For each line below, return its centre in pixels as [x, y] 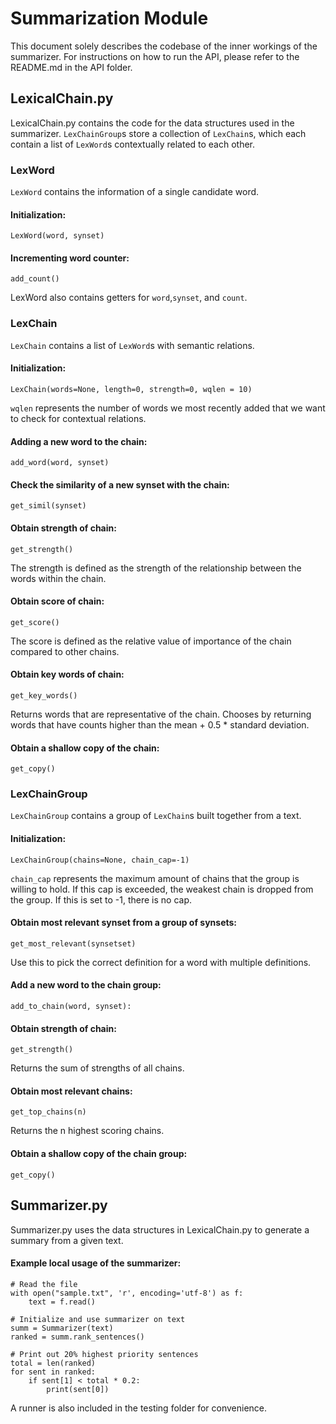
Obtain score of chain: [57, 601]
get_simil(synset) [48, 506]
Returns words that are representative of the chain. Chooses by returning [161, 714]
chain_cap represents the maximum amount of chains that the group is [155, 878]
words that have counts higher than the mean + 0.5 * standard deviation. [160, 724]
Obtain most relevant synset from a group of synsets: [124, 923]
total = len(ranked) [53, 1363]
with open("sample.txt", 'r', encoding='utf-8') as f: [127, 1293]
